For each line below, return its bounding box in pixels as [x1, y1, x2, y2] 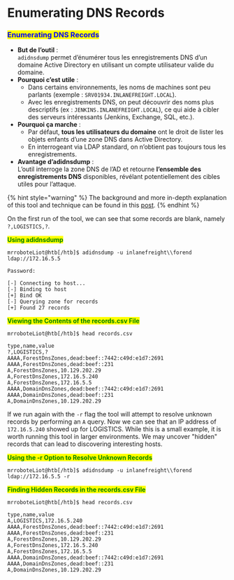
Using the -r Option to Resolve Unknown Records [7, 454, 152, 462]
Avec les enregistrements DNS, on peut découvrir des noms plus [27, 98, 214, 107]
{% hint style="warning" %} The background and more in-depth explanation [7, 194, 227, 202]
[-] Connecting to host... [7, 280, 86, 287]
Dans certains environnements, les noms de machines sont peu [27, 83, 211, 92]
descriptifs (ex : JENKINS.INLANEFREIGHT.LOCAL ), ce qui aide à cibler [27, 105, 219, 114]
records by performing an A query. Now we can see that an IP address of [7, 417, 217, 426]
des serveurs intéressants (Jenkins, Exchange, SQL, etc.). [27, 113, 194, 121]
